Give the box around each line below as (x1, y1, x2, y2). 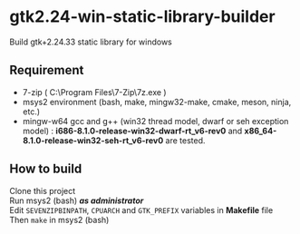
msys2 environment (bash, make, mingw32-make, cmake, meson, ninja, (22, 96, 292, 107)
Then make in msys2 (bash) (9, 214, 110, 225)
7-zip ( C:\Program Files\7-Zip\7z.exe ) (22, 86, 167, 97)
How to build (9, 161, 82, 177)
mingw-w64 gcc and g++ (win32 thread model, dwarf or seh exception (22, 115, 289, 126)
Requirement (9, 63, 84, 78)
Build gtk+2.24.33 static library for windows (9, 36, 172, 47)
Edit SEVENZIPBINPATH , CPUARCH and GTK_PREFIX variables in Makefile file (9, 204, 274, 215)
